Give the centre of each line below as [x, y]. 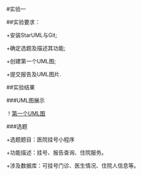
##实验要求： [23, 22]
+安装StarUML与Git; [32, 35]
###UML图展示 [26, 100]
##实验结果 [21, 87]
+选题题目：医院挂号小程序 [41, 139]
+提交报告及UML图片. [34, 74]
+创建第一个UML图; [31, 61]
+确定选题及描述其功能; [36, 48]
